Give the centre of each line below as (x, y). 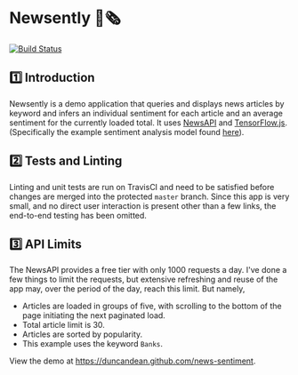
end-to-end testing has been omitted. (78, 215)
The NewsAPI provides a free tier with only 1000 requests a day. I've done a (148, 270)
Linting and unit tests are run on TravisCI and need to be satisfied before (142, 187)
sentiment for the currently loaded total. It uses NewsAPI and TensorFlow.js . (148, 123)
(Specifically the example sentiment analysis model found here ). (127, 132)
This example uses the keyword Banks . (92, 344)
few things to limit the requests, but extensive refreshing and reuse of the (144, 279)
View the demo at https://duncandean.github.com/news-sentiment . (133, 361)
